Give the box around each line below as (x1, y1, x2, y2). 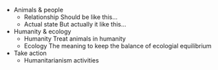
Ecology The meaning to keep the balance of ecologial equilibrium (23, 42, 212, 50)
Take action (13, 49, 47, 57)
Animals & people (13, 6, 64, 14)
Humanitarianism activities (23, 56, 100, 64)
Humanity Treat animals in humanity (23, 35, 126, 43)
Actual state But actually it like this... (23, 20, 127, 28)
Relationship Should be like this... (23, 13, 118, 21)
